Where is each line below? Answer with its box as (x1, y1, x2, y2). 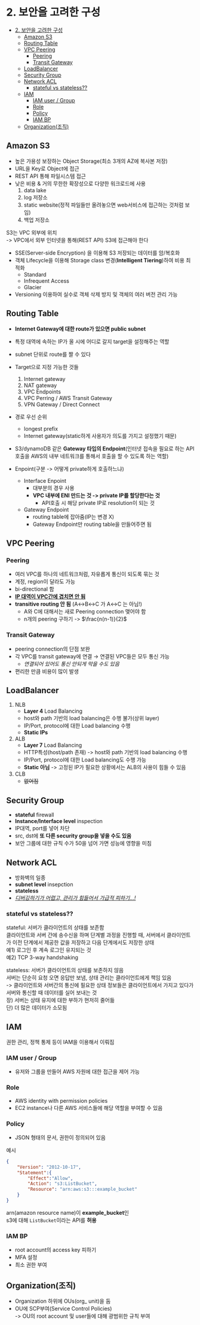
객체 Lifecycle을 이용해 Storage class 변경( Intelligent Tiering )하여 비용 (14, 256, 185, 264)
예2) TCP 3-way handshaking (6, 954, 79, 961)
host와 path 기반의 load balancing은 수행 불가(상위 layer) (23, 715, 159, 722)
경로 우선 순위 (14, 413, 47, 420)
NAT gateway (23, 382, 57, 389)
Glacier (23, 283, 42, 291)
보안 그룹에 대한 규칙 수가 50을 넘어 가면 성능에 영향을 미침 (14, 840, 152, 847)
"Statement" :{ (17, 1169, 52, 1176)
